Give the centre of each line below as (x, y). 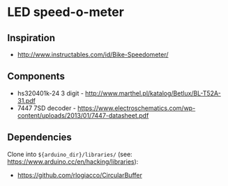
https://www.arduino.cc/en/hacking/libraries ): (73, 162)
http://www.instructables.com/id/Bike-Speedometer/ (93, 54)
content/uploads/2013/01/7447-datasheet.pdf (83, 115)
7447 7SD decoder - (47, 108)
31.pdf (26, 100)
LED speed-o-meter (66, 12)
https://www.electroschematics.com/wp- (137, 108)
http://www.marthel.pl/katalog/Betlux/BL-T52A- (153, 93)
